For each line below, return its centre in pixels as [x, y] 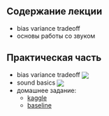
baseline [39, 105]
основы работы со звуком [56, 36]
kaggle [37, 98]
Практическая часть [54, 58]
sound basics [36, 82]
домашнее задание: [46, 90]
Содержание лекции [54, 12]
